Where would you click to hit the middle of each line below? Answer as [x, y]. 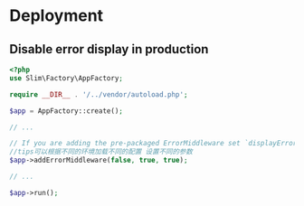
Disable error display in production [109, 49]
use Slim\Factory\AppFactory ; [66, 78]
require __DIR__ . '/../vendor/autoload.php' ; [99, 94]
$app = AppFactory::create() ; [66, 111]
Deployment [57, 16]
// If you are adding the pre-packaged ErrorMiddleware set [125, 144]
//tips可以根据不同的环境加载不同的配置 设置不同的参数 [101, 152]
